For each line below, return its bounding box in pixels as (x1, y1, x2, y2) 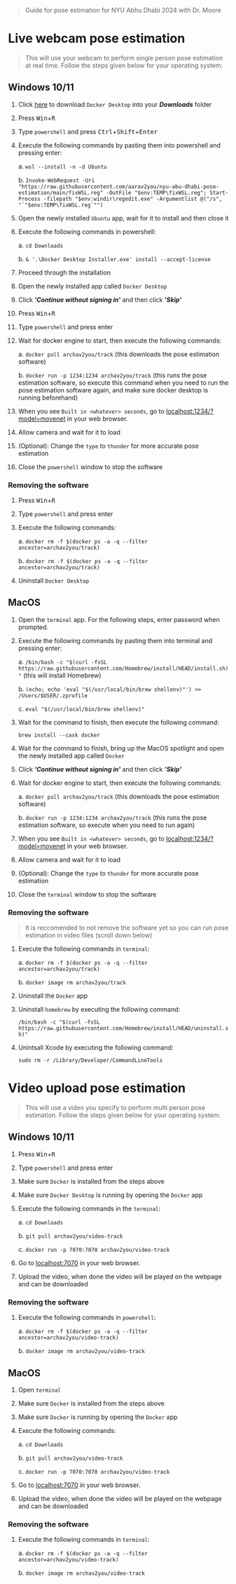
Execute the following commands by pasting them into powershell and (18, 140, 221, 150)
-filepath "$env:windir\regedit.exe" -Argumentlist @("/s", (43, 195, 223, 202)
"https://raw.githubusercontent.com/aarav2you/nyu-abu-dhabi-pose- (18, 183, 219, 190)
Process (18, 195, 41, 202)
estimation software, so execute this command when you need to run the (18, 378, 229, 387)
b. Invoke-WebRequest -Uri (18, 176, 95, 184)
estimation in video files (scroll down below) (25, 931, 153, 939)
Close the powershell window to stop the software (18, 463, 163, 471)
